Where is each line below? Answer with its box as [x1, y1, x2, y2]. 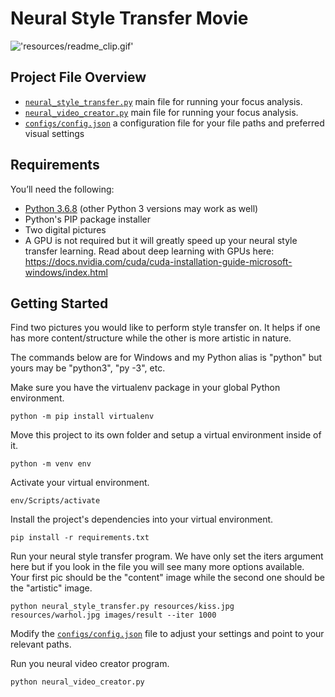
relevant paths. [10, 638, 72, 651]
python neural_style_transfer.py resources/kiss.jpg [10, 602, 235, 612]
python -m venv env [10, 459, 92, 469]
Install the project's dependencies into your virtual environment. [10, 513, 274, 526]
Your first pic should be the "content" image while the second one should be [10, 572, 325, 584]
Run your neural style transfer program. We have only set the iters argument [10, 550, 324, 562]
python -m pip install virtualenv [10, 412, 155, 422]
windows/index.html [24, 266, 108, 278]
